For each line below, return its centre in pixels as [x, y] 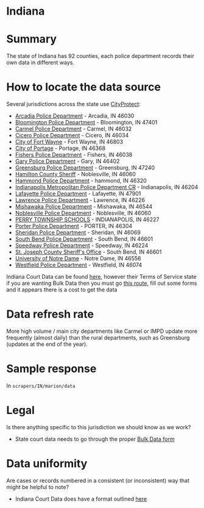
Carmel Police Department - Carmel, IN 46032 [73, 129]
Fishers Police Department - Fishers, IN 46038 [74, 155]
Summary [31, 39]
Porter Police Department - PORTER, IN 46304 [74, 226]
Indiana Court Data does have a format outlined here [81, 499]
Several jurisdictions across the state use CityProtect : [74, 104]
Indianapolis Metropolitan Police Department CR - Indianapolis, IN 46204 [107, 187]
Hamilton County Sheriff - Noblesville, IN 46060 [75, 174]
